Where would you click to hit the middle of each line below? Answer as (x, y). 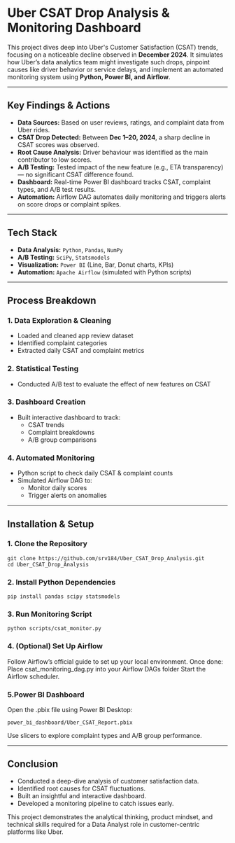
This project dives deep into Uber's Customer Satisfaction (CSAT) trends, (113, 47)
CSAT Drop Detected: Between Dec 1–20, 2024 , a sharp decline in (114, 137)
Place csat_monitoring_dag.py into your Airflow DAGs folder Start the (107, 669)
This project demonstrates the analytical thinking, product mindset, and (110, 816)
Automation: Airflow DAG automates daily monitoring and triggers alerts (121, 197)
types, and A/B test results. (57, 189)
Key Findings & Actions (59, 105)
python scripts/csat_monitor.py (54, 629)
